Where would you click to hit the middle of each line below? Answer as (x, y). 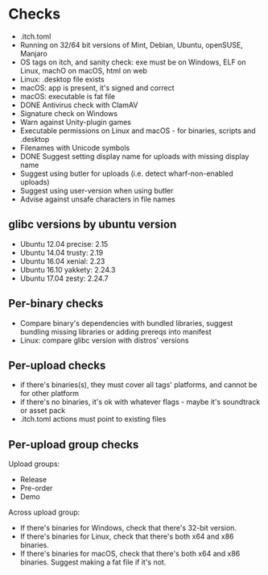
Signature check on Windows (69, 113)
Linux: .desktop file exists (62, 79)
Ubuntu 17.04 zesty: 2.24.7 (64, 278)
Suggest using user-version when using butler (97, 190)
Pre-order (36, 488)
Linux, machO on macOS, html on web (83, 70)
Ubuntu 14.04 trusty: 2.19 (61, 252)
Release (33, 480)
